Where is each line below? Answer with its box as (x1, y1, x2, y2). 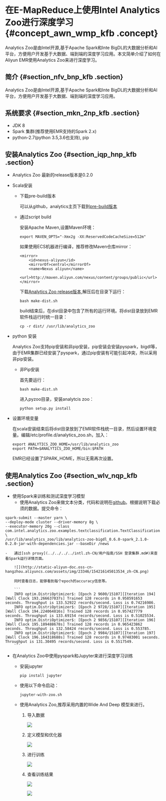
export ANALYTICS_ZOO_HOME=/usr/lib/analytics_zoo (12, 442, 119, 447)
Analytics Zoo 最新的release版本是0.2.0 (12, 172, 93, 178)
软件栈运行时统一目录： (19, 314, 68, 320)
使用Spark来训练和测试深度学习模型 (12, 493, 85, 499)
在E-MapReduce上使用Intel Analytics (5, 4, 161, 16)
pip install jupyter (19, 673, 62, 678)
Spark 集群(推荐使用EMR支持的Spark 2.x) (12, 128, 97, 134)
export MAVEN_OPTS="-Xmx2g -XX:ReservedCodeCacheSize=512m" (19, 234, 146, 240)
